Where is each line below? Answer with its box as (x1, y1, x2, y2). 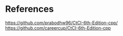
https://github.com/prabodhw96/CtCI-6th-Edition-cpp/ (5, 20, 118, 26)
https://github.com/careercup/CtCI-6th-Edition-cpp (5, 25, 111, 31)
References (5, 3, 54, 15)
